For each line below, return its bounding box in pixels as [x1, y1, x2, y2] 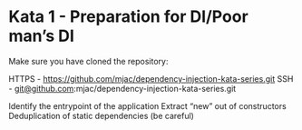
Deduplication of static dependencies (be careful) [8, 110, 194, 121]
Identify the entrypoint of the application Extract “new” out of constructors [8, 100, 287, 111]
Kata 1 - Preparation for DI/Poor [8, 6, 248, 27]
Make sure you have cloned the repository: [8, 55, 169, 66]
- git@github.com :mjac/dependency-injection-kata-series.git [8, 83, 237, 94]
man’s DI [8, 25, 74, 46]
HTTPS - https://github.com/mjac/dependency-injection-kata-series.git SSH [8, 73, 294, 84]
